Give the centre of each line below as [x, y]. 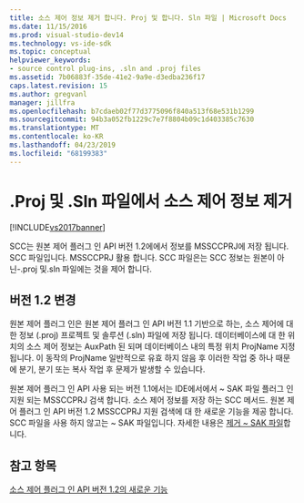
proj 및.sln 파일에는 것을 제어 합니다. [87, 269]
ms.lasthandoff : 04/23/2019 [63, 145]
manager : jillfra [42, 103]
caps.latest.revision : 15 [58, 86]
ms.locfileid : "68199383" [58, 153]
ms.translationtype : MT [55, 128]
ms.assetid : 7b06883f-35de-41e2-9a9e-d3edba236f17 [107, 77]
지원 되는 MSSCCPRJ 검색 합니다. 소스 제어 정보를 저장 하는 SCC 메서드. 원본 [147, 400]
